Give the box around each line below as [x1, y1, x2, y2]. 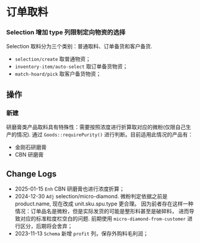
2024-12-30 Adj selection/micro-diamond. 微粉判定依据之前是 [14, 192, 168, 200]
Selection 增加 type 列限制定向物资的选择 [6, 28, 126, 36]
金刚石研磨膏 [14, 144, 47, 151]
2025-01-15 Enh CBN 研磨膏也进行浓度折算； [14, 185, 125, 192]
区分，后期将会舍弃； [20, 222, 73, 229]
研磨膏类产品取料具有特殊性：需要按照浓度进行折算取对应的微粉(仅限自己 [6, 123, 186, 131]
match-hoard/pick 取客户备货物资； [14, 70, 101, 77]
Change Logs [6, 169, 57, 179]
